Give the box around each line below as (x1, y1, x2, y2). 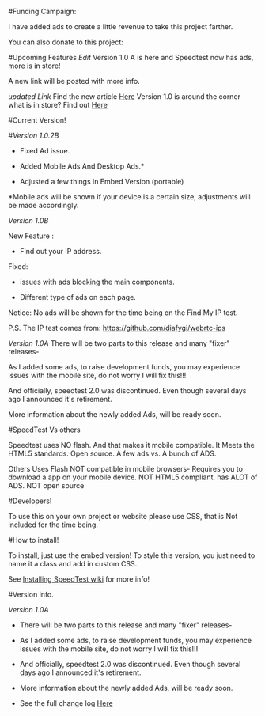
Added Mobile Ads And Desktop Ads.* (19, 161, 145, 171)
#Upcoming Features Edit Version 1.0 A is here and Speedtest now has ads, (8, 53, 254, 62)
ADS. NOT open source (8, 481, 85, 490)
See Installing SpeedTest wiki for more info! (8, 574, 150, 584)
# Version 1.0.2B (8, 131, 59, 140)
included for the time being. (8, 520, 99, 529)
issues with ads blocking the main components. (19, 277, 176, 286)
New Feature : (8, 231, 54, 241)
